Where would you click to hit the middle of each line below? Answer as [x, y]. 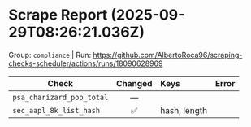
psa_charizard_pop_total [61, 97]
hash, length [184, 110]
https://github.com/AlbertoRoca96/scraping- [168, 55]
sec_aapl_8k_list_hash [56, 110]
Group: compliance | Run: [50, 55]
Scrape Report [58, 15]
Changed [134, 83]
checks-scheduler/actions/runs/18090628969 [86, 63]
